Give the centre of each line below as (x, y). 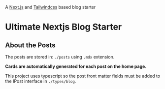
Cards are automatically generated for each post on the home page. (76, 66)
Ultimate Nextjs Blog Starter (64, 27)
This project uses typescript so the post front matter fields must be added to (83, 76)
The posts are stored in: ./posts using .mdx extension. (60, 57)
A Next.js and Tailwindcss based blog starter (50, 7)
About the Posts (30, 45)
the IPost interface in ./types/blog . (41, 81)
